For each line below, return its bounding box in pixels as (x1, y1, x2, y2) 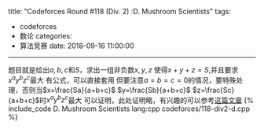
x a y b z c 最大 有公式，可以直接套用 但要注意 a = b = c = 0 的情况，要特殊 (8, 74, 237, 85)
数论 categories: (19, 31, 72, 40)
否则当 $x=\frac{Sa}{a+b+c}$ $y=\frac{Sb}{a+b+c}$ (21, 85, 191, 94)
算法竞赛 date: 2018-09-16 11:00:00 (19, 41, 134, 50)
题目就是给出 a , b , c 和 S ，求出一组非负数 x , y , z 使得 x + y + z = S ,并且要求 (8, 65, 239, 74)
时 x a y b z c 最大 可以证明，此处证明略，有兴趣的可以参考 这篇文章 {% (38, 94, 254, 105)
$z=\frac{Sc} (192, 85, 235, 94)
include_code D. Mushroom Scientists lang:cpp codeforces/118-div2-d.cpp (8, 104, 250, 113)
